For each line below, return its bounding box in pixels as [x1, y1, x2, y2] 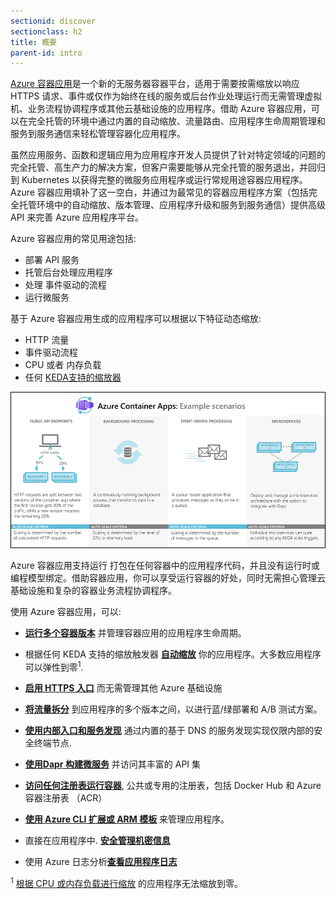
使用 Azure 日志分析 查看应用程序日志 [24, 856, 178, 868]
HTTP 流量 [24, 334, 70, 346]
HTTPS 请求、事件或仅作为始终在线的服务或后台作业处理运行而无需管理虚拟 [10, 90, 323, 102]
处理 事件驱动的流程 [24, 279, 107, 291]
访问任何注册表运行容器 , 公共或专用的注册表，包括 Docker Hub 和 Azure [24, 780, 322, 792]
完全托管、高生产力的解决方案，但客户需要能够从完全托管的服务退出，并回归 [10, 161, 326, 174]
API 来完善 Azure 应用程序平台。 [10, 211, 145, 224]
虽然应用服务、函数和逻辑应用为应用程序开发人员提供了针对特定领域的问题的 [10, 149, 326, 161]
